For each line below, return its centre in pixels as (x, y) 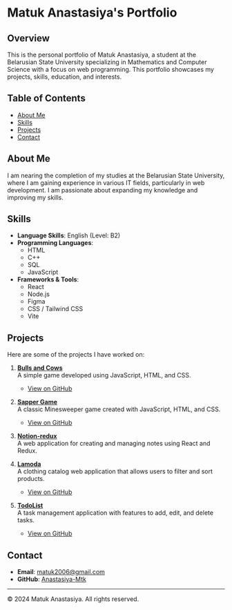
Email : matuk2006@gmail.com (61, 572)
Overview (29, 38)
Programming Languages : (55, 243)
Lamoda (29, 464)
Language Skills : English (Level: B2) (69, 235)
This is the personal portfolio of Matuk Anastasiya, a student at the (102, 55)
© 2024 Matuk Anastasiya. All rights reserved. (73, 599)
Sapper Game (37, 402)
